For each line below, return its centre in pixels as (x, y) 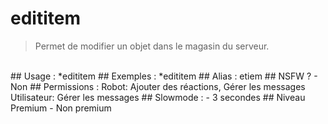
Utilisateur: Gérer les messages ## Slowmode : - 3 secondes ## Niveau (158, 97)
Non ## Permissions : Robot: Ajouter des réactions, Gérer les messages (158, 86)
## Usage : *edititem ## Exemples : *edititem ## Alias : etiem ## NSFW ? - (164, 76)
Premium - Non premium (61, 108)
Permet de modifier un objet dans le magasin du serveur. (152, 46)
